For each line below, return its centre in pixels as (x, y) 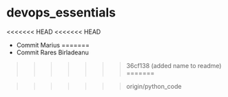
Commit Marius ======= (53, 45)
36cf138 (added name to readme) (174, 65)
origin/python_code (154, 86)
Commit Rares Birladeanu (52, 52)
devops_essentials (61, 13)
